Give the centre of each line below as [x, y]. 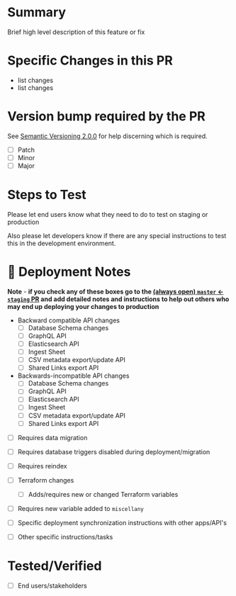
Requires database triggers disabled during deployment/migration [114, 451]
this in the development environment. [62, 243]
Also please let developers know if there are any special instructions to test [117, 235]
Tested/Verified [55, 566]
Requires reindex [42, 466]
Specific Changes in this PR [90, 61]
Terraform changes [46, 480]
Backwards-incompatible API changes [73, 376]
